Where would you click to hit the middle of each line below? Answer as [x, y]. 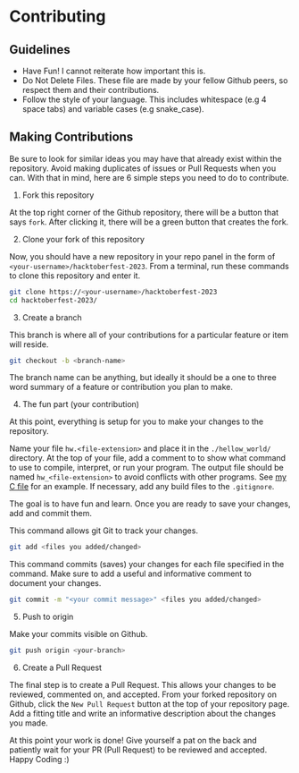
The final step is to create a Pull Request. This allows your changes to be [143, 685]
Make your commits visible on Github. [79, 634]
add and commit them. [50, 514]
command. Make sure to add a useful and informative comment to [130, 573]
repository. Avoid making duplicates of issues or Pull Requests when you [143, 168]
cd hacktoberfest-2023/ [54, 300]
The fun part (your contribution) [81, 404]
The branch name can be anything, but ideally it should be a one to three [143, 378]
